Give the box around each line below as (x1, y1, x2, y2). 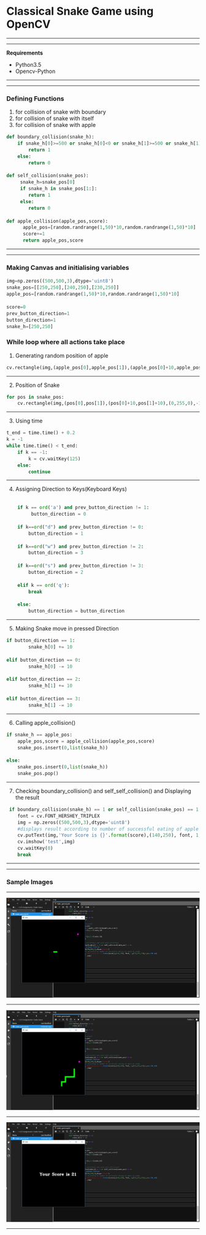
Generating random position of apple (15, 351, 109, 359)
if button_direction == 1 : (6, 638, 75, 644)
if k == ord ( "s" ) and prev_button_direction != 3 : (17, 563, 144, 569)
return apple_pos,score (22, 237, 84, 243)
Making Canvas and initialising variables (6, 264, 129, 272)
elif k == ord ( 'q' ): (17, 582, 70, 588)
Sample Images (6, 877, 53, 886)
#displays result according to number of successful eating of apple (17, 826, 199, 832)
